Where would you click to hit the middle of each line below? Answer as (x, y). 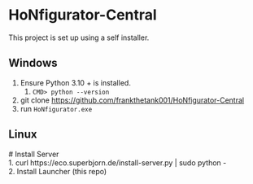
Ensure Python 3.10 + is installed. (76, 82)
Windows (33, 63)
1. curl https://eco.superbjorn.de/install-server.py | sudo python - (118, 162)
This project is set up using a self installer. (79, 37)
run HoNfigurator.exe (56, 108)
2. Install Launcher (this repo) (58, 171)
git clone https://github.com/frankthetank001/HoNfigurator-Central (132, 100)
